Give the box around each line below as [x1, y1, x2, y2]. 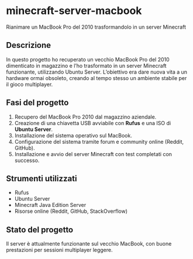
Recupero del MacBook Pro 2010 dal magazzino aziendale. [14, 113, 157, 120]
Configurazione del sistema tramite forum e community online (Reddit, [14, 138, 184, 145]
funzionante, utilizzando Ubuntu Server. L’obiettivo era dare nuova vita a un [6, 68, 188, 75]
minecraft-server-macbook [6, 4, 142, 18]
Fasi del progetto [6, 98, 69, 108]
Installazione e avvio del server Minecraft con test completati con [14, 150, 173, 157]
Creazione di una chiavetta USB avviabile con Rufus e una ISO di [14, 119, 171, 126]
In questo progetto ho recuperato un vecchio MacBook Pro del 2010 [6, 56, 170, 63]
